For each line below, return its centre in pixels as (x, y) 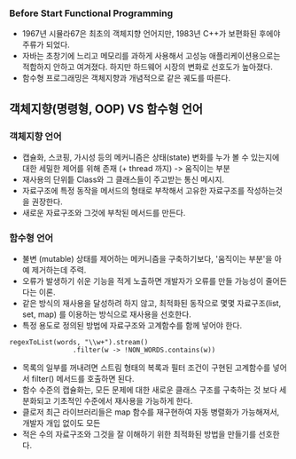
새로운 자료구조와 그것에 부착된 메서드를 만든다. (104, 212)
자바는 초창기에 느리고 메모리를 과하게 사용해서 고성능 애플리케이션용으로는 (151, 56)
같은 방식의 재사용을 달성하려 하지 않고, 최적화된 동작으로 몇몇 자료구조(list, (152, 304)
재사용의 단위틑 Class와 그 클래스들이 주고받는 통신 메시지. (123, 179)
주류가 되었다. (46, 45)
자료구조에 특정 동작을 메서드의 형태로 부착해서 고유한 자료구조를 (133, 190)
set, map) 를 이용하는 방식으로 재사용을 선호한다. (107, 314)
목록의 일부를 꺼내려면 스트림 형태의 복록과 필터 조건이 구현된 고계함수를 (146, 368)
